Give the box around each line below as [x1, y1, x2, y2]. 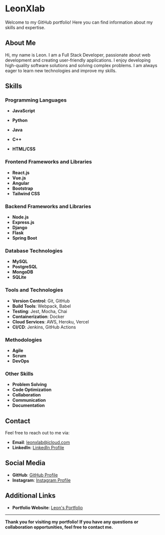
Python [12, 117, 28, 123]
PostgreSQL [12, 264, 38, 270]
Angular [12, 180, 29, 186]
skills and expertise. [5, 24, 46, 30]
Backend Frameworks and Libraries [5, 203, 91, 210]
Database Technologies [5, 247, 63, 254]
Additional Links [5, 492, 56, 500]
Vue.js [12, 175, 26, 180]
